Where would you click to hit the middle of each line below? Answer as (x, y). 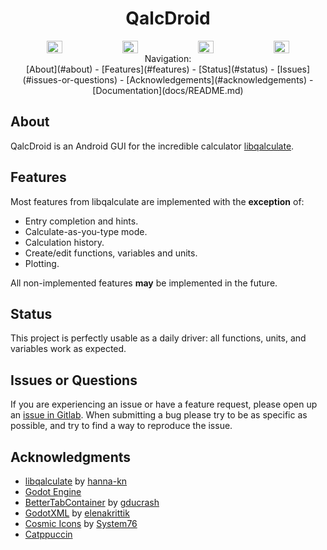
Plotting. (42, 263)
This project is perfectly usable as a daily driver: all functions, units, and (158, 338)
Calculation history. (64, 242)
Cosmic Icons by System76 (81, 523)
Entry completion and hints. (81, 221)
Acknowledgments (71, 457)
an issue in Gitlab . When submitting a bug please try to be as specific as (159, 415)
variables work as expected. (68, 349)
